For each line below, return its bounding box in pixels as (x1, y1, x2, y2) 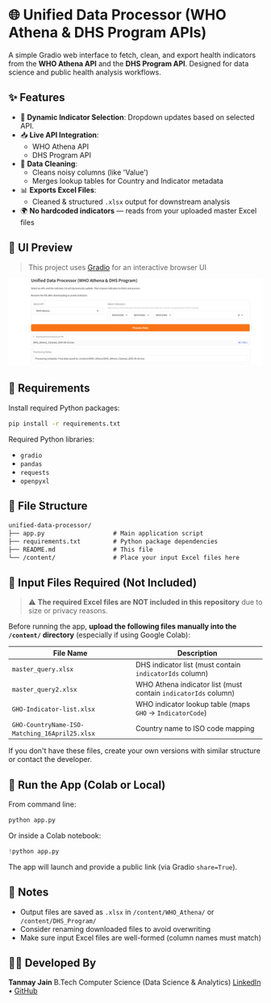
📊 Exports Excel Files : (19, 184, 97, 195)
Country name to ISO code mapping (135, 724, 255, 734)
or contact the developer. (8, 755, 93, 764)
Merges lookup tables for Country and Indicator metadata (31, 176, 224, 185)
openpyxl (19, 477, 50, 485)
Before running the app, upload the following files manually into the (8, 621, 237, 632)
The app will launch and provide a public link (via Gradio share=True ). (8, 861, 238, 871)
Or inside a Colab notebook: (8, 831, 102, 840)
